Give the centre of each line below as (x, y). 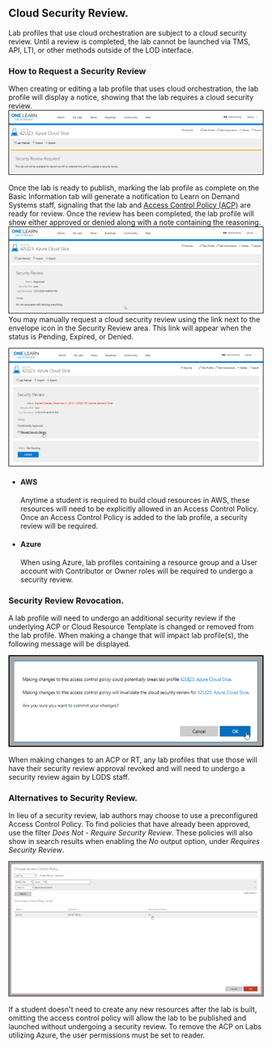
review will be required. (59, 526)
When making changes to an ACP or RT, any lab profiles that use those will (133, 760)
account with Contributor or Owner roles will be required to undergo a (136, 571)
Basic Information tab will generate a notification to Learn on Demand (124, 196)
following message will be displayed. (70, 644)
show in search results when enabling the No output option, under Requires (134, 841)
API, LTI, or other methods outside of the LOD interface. (101, 50)
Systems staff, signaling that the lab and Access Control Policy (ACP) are (130, 205)
